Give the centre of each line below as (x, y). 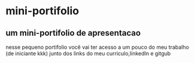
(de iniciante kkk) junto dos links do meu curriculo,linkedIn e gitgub (88, 53)
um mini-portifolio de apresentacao (73, 33)
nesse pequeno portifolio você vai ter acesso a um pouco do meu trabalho (97, 47)
